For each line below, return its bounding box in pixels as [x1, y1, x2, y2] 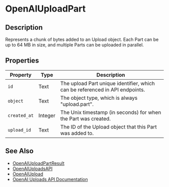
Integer [38, 112, 56, 119]
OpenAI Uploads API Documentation [12, 176, 88, 182]
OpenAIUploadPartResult [12, 160, 64, 166]
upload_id [8, 127, 31, 133]
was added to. [60, 130, 94, 137]
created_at [8, 112, 34, 118]
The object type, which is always [60, 94, 138, 101]
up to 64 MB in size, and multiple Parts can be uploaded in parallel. [5, 42, 144, 48]
